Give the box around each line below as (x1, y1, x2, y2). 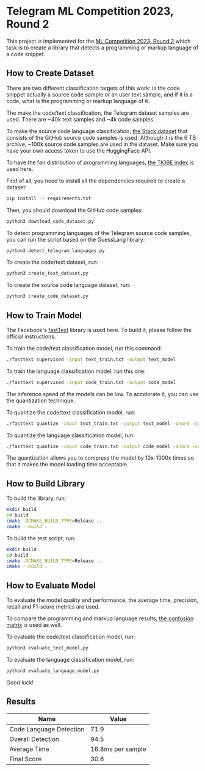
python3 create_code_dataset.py (6, 293, 88, 300)
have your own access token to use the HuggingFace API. (6, 147, 152, 154)
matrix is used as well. (6, 621, 62, 629)
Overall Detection (9, 734, 59, 743)
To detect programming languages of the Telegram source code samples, (6, 229, 192, 236)
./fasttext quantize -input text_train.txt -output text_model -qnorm (6, 420, 190, 427)
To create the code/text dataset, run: (6, 258, 99, 266)
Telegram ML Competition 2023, (6, 4, 174, 18)
